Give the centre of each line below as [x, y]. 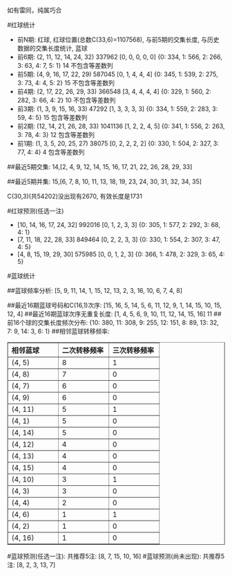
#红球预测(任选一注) [36, 211]
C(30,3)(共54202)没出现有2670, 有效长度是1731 [75, 196]
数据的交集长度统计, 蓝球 [52, 48]
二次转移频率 [83, 350]
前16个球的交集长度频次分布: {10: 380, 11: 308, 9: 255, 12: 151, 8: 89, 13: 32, [113, 323]
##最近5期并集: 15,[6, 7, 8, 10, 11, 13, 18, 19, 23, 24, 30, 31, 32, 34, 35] [105, 181]
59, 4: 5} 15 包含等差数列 [52, 117]
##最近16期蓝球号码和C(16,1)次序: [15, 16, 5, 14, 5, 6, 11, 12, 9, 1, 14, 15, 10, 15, [115, 305]
